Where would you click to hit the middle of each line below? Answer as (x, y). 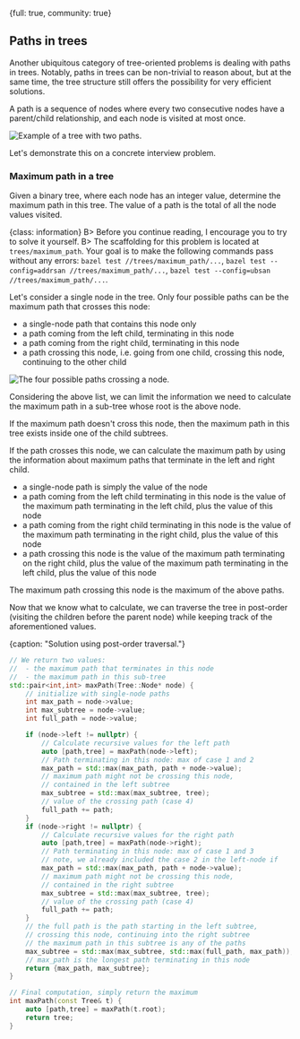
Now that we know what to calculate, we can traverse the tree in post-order (149, 608)
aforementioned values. (53, 627)
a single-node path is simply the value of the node (115, 487)
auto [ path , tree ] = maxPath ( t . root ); (96, 1009)
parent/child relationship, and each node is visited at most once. (128, 118)
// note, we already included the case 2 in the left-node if (160, 860)
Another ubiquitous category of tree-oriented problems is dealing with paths (150, 63)
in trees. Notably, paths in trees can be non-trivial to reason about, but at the (150, 72)
